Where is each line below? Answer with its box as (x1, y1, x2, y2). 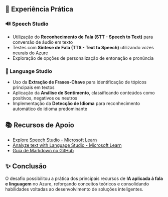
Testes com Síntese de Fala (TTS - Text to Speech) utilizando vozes (12, 44, 154, 50)
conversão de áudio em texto (12, 39, 73, 45)
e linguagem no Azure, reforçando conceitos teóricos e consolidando (5, 180, 149, 186)
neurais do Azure (12, 50, 49, 56)
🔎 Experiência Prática (5, 5, 74, 14)
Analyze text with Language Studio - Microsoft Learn (12, 142, 122, 148)
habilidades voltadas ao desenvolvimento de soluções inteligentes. (5, 186, 144, 192)
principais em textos (12, 84, 55, 90)
